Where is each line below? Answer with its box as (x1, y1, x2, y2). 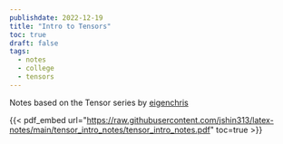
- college (17, 64, 54, 73)
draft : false (9, 38, 59, 48)
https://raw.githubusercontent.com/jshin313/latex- (86, 114, 274, 125)
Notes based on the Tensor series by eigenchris (9, 97, 189, 108)
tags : (9, 47, 30, 56)
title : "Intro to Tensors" (9, 22, 112, 31)
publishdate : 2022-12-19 (9, 13, 103, 23)
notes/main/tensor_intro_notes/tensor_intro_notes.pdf (9, 124, 210, 135)
